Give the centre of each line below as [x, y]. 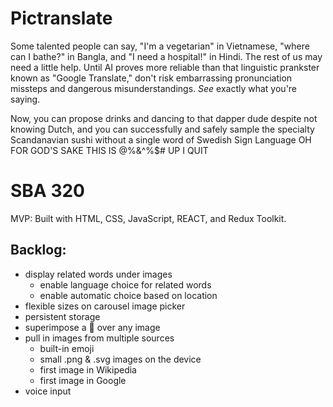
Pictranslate [61, 18]
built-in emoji [67, 348]
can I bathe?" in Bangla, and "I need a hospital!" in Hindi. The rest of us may [166, 56]
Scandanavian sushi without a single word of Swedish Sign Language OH [161, 139]
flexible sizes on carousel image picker [105, 306]
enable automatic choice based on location [128, 295]
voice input [48, 391]
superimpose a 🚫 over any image [92, 327]
